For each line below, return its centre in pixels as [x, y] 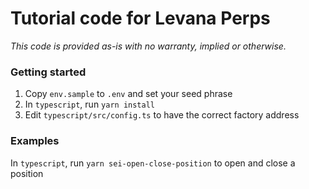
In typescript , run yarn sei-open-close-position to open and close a [153, 163]
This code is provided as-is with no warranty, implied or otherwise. [148, 46]
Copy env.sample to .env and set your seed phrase [128, 94]
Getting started [48, 72]
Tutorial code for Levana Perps [140, 18]
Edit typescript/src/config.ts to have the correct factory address [162, 115]
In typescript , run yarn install [89, 104]
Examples [35, 141]
